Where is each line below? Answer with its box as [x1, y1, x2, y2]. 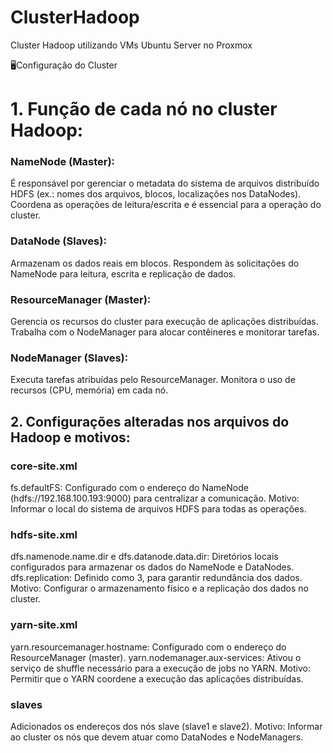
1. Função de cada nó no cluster [10, 98, 278, 121]
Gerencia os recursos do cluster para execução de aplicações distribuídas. [10, 316, 319, 328]
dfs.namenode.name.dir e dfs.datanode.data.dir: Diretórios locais [10, 551, 279, 563]
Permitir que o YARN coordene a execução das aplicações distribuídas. [10, 672, 304, 685]
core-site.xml [10, 459, 78, 473]
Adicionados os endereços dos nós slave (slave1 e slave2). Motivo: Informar [10, 720, 323, 732]
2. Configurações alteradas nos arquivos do [10, 413, 290, 430]
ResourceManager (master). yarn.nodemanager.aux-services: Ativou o [10, 651, 302, 663]
